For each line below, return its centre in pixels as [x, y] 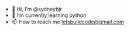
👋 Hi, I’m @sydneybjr [37, 9]
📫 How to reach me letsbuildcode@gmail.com [68, 22]
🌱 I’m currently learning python [49, 15]
